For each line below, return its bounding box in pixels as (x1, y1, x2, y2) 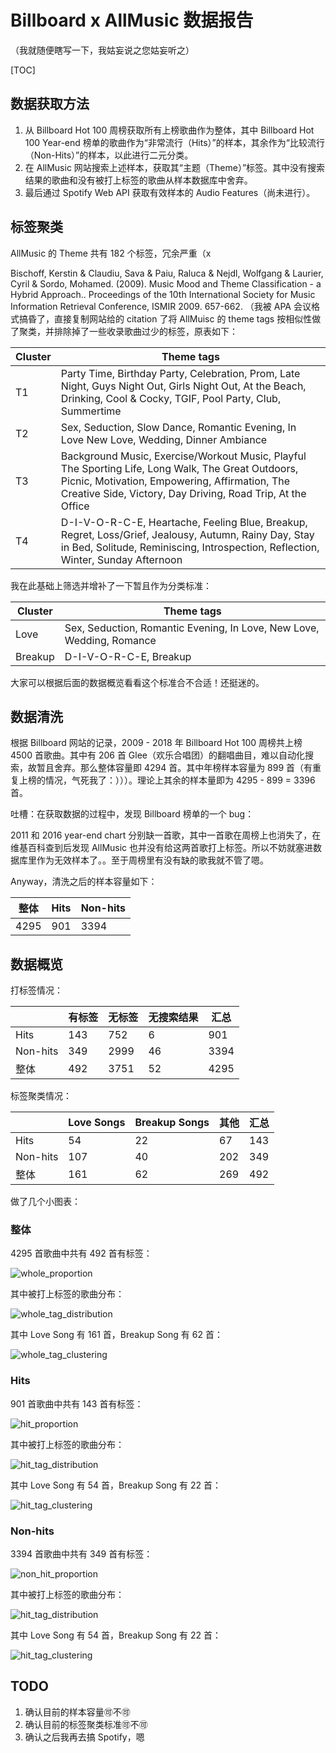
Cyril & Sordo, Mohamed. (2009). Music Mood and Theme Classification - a (10, 277, 322, 290)
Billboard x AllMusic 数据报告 (10, 9, 254, 32)
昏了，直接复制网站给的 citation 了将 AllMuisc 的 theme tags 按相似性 (27, 312, 313, 325)
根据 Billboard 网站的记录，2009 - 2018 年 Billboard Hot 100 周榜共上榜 (10, 737, 303, 749)
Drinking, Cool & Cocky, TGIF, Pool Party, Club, (60, 391, 282, 405)
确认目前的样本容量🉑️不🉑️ (24, 1706, 131, 1718)
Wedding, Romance (64, 633, 157, 647)
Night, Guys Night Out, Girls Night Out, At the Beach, (60, 379, 307, 393)
